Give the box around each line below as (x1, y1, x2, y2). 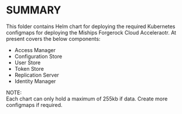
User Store (14, 59, 41, 66)
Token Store (14, 65, 44, 72)
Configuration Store (14, 53, 63, 60)
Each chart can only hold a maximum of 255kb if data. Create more (6, 95, 168, 102)
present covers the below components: (6, 35, 101, 42)
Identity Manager (14, 77, 56, 85)
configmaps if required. (6, 101, 63, 108)
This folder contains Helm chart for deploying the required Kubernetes (6, 23, 176, 30)
